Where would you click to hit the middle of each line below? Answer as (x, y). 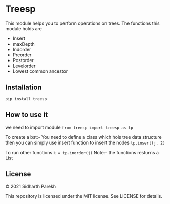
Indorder (22, 49)
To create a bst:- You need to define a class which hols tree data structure (84, 137)
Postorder (23, 60)
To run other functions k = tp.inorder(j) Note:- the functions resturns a (82, 152)
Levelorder (24, 66)
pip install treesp (26, 99)
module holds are (24, 28)
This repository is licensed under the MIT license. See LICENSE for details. (84, 196)
